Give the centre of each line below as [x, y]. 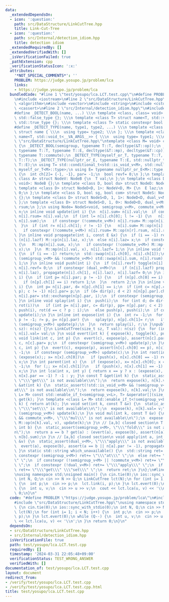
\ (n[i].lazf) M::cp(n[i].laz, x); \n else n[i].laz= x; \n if [82, 240]
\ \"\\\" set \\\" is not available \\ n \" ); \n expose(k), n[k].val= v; [89, 409]
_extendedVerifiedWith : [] [38, 52]
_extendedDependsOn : [31, 15]
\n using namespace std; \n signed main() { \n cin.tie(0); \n [76, 474]
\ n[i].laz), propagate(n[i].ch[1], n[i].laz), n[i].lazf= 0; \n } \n [88, 272]
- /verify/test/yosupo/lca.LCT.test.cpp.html [54, 587]
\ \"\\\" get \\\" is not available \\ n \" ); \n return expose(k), [82, 380]
